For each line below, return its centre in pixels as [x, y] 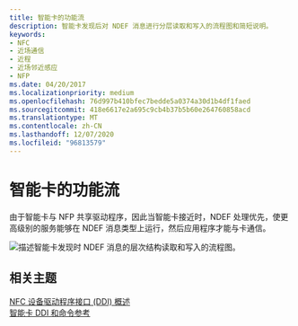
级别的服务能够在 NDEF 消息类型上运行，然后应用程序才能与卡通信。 [144, 228]
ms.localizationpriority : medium [72, 93]
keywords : [28, 34]
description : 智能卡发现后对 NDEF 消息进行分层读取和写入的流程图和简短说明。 [141, 26]
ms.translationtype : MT [54, 118]
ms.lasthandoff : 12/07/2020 [62, 135]
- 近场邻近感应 [34, 68]
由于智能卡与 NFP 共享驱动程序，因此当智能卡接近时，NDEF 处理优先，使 [145, 216]
